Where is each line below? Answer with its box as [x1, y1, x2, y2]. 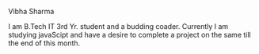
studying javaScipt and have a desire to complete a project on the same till [8, 31, 251, 39]
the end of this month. [8, 38, 81, 48]
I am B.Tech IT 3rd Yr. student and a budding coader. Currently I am [8, 22, 229, 31]
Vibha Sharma [8, 7, 55, 16]
